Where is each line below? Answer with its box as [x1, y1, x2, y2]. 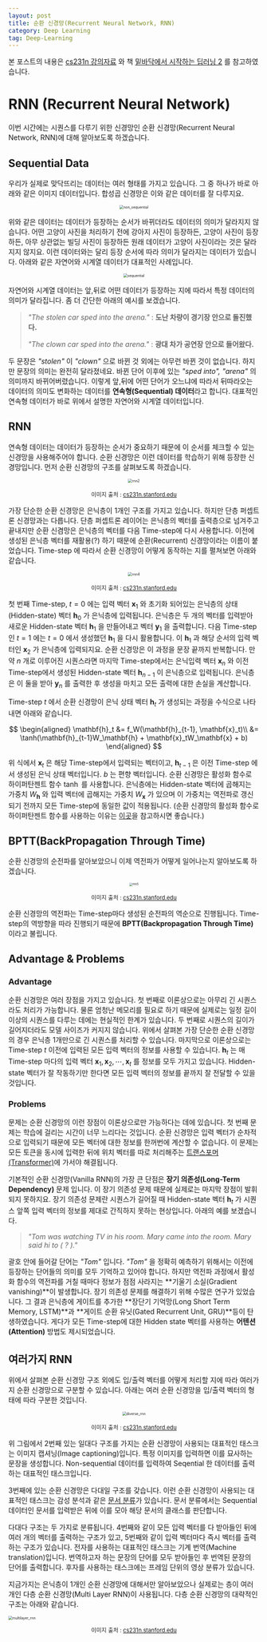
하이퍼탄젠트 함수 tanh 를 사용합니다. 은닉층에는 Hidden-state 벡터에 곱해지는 [8, 779, 253, 789]
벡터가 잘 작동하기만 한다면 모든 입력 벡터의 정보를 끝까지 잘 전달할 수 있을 [26, 1068, 256, 1078]
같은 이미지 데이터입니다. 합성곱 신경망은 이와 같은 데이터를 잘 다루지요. [22, 189, 245, 198]
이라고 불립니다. [8, 928, 58, 938]
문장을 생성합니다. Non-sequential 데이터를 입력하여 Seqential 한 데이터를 [8, 1458, 241, 1468]
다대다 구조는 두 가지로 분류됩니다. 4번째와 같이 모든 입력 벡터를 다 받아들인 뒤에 [8, 1522, 257, 1532]
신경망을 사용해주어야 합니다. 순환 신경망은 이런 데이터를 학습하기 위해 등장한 [8, 452, 247, 462]
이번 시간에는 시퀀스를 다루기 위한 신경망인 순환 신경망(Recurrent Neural [8, 123, 235, 133]
